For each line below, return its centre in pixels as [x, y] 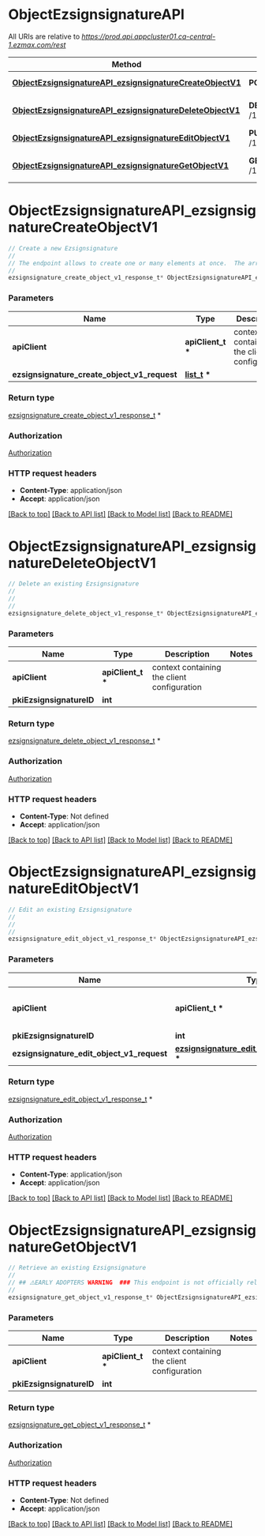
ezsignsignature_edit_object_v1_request [90, 1053]
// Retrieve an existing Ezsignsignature [77, 1268]
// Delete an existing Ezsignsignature [74, 584]
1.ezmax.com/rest [37, 44]
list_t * [198, 375]
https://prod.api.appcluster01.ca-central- [149, 36]
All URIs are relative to [44, 36]
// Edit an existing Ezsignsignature [70, 909]
